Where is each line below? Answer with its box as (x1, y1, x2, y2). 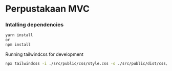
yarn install (5, 32, 33, 38)
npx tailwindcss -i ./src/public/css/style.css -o (5, 61, 116, 66)
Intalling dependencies (5, 21, 64, 28)
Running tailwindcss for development (5, 51, 83, 57)
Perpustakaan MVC (5, 3, 90, 15)
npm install (5, 42, 31, 47)
